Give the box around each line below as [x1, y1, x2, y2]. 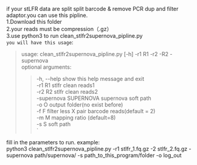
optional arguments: [21, 63, 72, 71]
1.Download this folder [6, 18, 63, 25]
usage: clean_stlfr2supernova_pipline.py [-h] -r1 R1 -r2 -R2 [21, 51, 169, 57]
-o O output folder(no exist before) [36, 101, 123, 108]
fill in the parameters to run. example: [6, 139, 100, 146]
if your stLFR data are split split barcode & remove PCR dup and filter [6, 5, 179, 12]
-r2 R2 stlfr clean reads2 [36, 88, 98, 95]
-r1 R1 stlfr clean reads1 [36, 82, 95, 89]
